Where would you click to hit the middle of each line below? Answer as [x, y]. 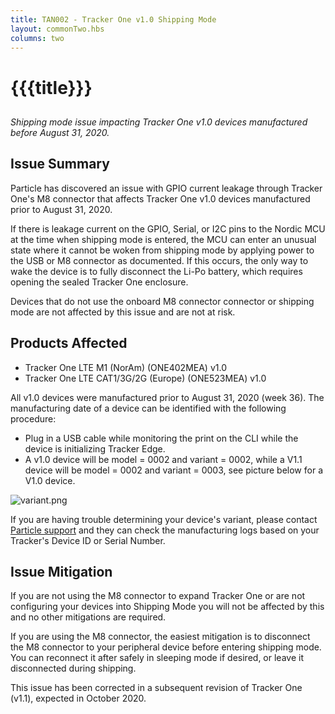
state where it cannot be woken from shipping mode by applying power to [162, 250]
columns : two [37, 38]
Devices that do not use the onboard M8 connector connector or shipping [162, 301]
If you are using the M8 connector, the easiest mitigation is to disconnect [160, 637]
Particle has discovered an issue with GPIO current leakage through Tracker [166, 188]
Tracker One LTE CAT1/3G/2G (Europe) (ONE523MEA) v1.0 [145, 378]
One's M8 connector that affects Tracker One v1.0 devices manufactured [160, 198]
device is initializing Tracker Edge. [95, 448]
